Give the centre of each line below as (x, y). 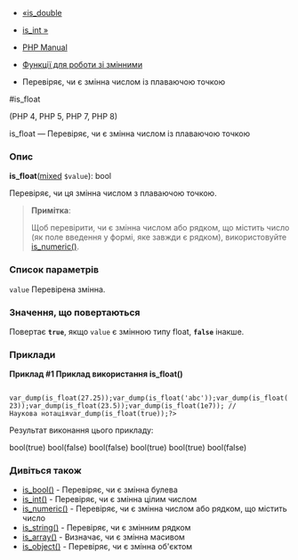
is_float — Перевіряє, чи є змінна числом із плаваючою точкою (130, 134)
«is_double (42, 13)
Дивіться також (45, 471)
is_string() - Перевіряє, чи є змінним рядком (106, 528)
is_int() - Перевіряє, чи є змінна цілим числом (109, 499)
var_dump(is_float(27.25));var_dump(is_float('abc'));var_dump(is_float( (149, 398)
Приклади (32, 354)
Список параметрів (54, 270)
